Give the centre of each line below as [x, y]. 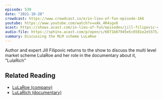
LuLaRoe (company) [32, 87]
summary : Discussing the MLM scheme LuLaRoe [51, 37]
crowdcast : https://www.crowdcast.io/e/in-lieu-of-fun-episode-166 [75, 18]
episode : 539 [18, 9]
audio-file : [17, 32]
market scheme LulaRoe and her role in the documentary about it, [71, 55]
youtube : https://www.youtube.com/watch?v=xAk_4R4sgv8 [62, 23]
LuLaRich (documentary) [37, 92]
